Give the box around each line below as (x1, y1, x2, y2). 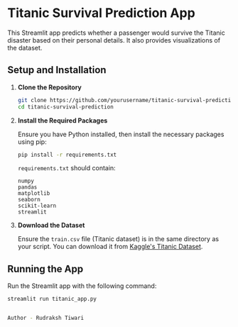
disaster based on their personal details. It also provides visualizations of (7, 35, 221, 44)
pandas (17, 184, 38, 191)
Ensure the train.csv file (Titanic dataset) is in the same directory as (17, 235, 219, 243)
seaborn (17, 196, 40, 204)
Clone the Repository (17, 83, 82, 92)
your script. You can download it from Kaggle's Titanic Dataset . (17, 243, 203, 251)
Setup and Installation (7, 64, 107, 76)
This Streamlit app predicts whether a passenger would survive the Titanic (7, 28, 225, 37)
